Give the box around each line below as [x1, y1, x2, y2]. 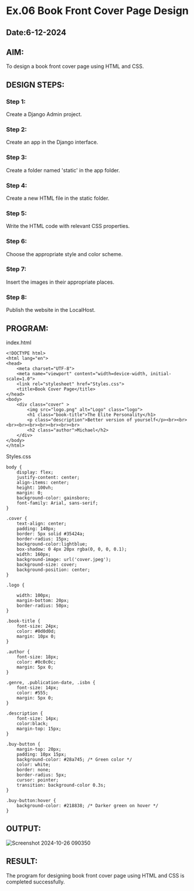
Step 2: [6, 125, 28, 133]
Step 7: [6, 265, 26, 273]
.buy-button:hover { [6, 797, 57, 804]
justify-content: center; [16, 474, 80, 480]
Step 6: [6, 237, 28, 246]
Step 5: [6, 209, 28, 217]
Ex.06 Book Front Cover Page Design [6, 4, 189, 18]
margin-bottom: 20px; [16, 597, 69, 603]
